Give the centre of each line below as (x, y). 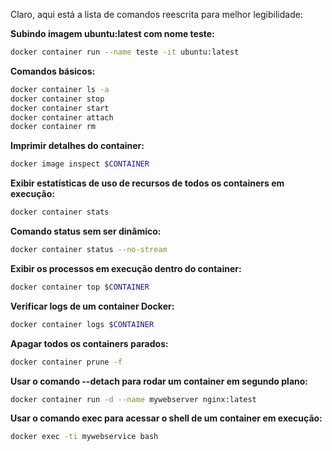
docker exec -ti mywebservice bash (84, 437)
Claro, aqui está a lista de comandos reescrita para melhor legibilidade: (156, 14)
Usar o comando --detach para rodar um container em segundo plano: (159, 381)
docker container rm (53, 127)
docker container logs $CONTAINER (82, 324)
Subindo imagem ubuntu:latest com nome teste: (112, 33)
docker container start (60, 108)
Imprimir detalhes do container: (77, 146)
